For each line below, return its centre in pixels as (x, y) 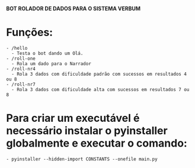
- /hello (17, 48)
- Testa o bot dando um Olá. (47, 53)
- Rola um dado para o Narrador (52, 64)
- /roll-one (21, 59)
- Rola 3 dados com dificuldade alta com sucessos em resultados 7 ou (100, 89)
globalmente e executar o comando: (97, 143)
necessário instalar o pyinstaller (87, 131)
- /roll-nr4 (21, 69)
